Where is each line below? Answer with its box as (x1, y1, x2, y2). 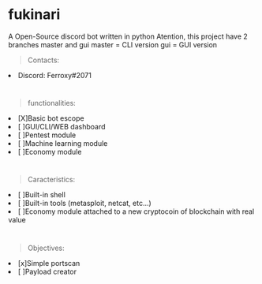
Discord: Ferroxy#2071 (18, 70, 92, 80)
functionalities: (27, 99, 77, 108)
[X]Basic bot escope (18, 114, 84, 123)
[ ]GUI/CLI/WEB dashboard (18, 122, 106, 132)
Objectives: (27, 243, 65, 252)
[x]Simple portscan (18, 258, 80, 267)
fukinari (8, 6, 61, 24)
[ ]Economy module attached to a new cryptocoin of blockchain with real (18, 207, 255, 216)
